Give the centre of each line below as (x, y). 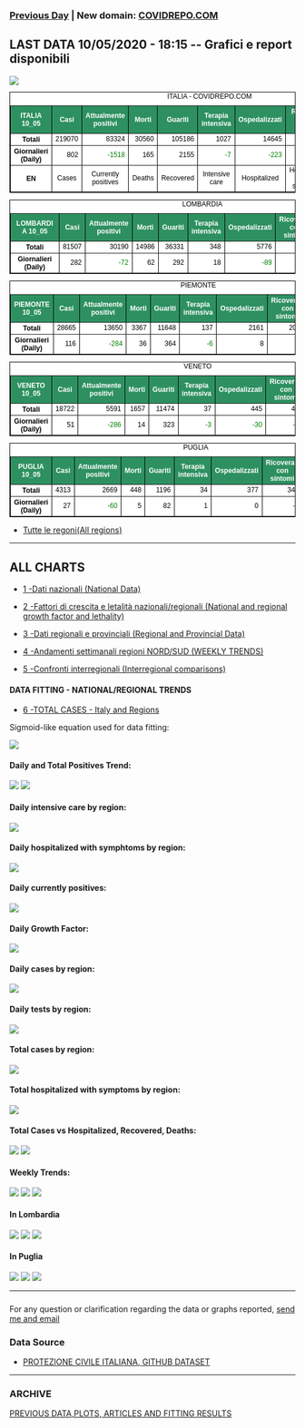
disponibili (39, 59)
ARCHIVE (31, 1394)
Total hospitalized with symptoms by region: (95, 1090)
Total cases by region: (52, 1050)
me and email (35, 1318)
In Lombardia (35, 1215)
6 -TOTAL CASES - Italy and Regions (91, 710)
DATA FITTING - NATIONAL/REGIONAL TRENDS (101, 690)
